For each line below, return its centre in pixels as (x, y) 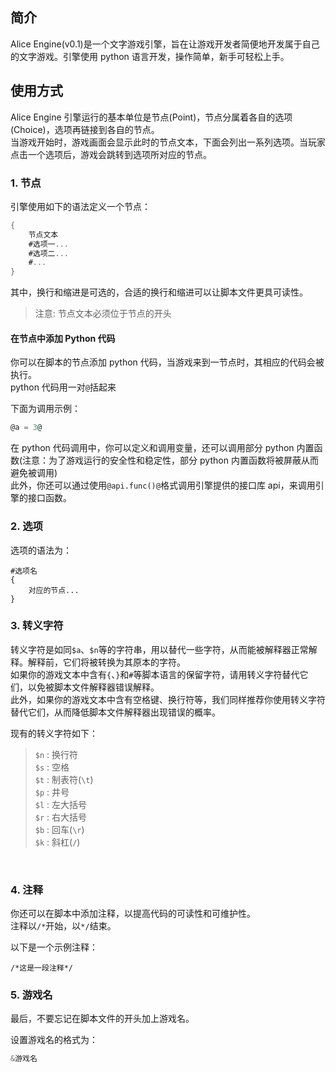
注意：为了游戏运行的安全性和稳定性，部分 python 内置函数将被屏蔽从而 (170, 460)
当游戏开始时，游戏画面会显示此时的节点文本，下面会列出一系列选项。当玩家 (168, 142)
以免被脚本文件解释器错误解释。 (93, 687)
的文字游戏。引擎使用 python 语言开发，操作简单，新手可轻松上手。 (150, 56)
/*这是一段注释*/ (41, 968)
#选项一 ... (48, 244)
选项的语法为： (41, 550)
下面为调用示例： (45, 409)
